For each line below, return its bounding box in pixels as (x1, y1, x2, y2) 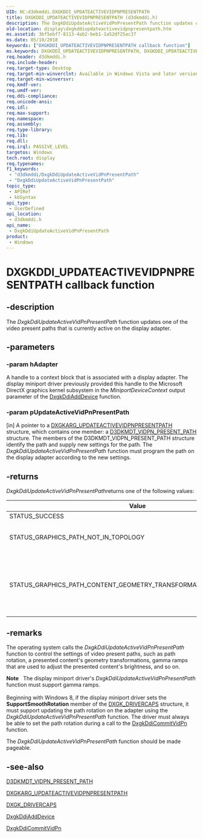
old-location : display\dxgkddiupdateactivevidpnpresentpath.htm (6, 25, 172, 32)
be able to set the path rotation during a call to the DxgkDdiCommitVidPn (6, 720, 187, 727)
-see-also (6, 762, 44, 772)
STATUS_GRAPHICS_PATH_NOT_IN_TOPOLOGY (9, 533, 145, 541)
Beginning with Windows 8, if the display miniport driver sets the (6, 694, 167, 701)
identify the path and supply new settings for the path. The (6, 441, 153, 448)
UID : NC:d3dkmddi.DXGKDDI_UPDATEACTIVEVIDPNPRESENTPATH (6, 8, 150, 15)
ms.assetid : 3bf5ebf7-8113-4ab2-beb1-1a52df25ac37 (6, 31, 137, 37)
